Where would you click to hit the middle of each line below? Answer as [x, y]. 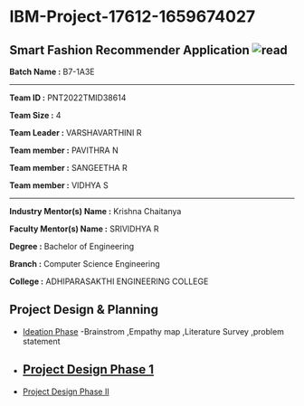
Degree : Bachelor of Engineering [72, 246]
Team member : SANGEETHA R [69, 168]
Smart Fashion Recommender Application [130, 50]
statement [41, 341]
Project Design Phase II [66, 392]
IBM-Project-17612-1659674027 [133, 17]
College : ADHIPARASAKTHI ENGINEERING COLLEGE [109, 281]
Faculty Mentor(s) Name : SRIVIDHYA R [84, 229]
